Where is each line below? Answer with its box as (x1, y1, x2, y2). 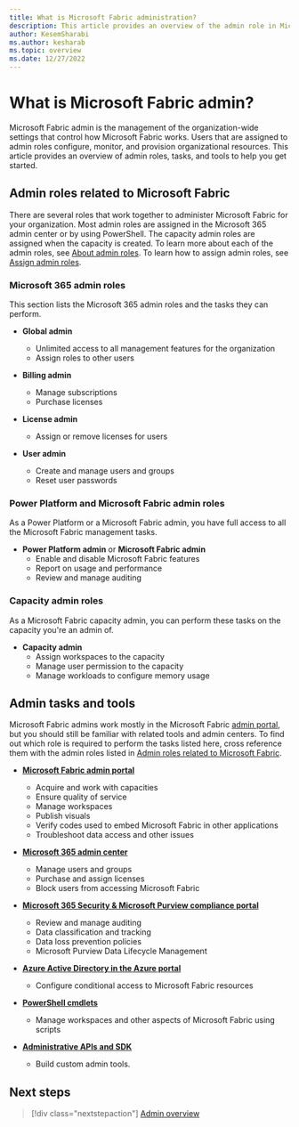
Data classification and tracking (35, 927, 151, 937)
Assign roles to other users (35, 353, 135, 363)
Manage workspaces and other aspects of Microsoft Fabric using (35, 1015, 276, 1026)
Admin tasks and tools (9, 696, 136, 711)
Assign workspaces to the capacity (35, 651, 165, 661)
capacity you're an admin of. (9, 624, 114, 635)
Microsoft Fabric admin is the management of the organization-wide (9, 122, 260, 133)
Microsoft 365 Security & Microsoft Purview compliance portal (21, 900, 260, 911)
